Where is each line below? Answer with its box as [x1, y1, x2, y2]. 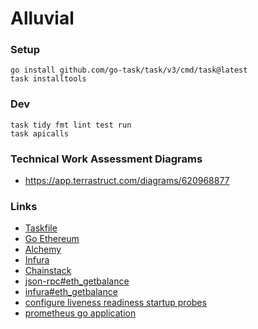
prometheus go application [24, 307, 137, 319]
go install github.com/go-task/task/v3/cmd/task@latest [10, 65, 248, 76]
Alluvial [10, 7, 75, 30]
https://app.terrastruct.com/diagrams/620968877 [24, 175, 230, 187]
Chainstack [24, 265, 72, 277]
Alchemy [24, 243, 62, 256]
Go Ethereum [24, 233, 80, 245]
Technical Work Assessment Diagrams [10, 152, 203, 166]
